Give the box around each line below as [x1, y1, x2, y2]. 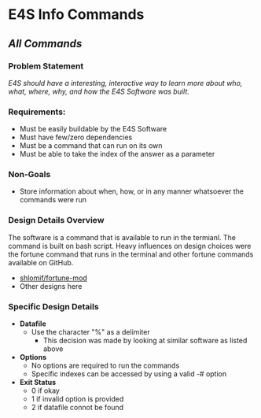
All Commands [8, 37, 83, 50]
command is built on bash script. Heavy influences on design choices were [8, 241, 252, 250]
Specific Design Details [8, 301, 100, 312]
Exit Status [19, 378, 57, 387]
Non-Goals [8, 169, 51, 180]
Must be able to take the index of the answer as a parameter [19, 150, 215, 159]
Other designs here [19, 281, 83, 290]
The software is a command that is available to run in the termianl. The [8, 232, 237, 242]
